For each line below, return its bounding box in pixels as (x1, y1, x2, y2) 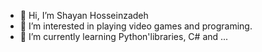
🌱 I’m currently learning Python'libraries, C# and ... (19, 31, 229, 42)
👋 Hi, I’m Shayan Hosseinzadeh (19, 10, 149, 21)
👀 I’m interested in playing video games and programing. (19, 20, 253, 32)
